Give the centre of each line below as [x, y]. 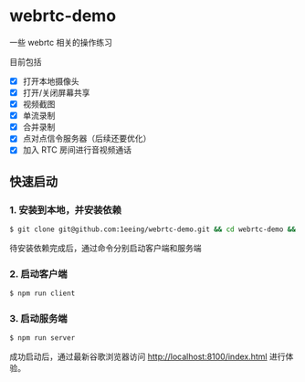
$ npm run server [42, 338]
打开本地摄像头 [51, 81]
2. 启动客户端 [38, 273]
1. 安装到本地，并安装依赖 [65, 209]
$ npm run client [42, 293]
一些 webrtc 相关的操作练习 [61, 42]
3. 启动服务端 [38, 319]
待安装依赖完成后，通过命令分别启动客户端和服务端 [105, 248]
